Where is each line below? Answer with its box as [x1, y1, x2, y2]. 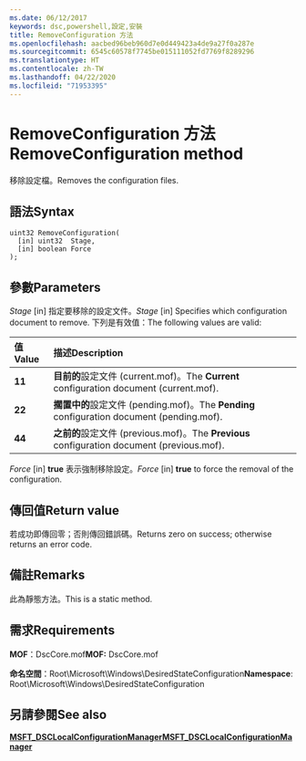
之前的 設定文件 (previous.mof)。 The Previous [53, 427, 250, 440]
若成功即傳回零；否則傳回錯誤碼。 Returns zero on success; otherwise [9, 528, 272, 539]
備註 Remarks [9, 568, 86, 583]
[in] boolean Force [17, 245, 92, 254]
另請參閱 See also [9, 707, 107, 723]
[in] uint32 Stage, [17, 236, 96, 246]
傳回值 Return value [9, 503, 120, 518]
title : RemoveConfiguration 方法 [9, 30, 134, 39]
